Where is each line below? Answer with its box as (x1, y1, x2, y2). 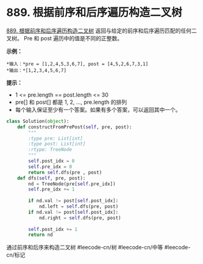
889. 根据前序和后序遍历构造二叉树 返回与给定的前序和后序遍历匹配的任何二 (6, 27, 197, 34)
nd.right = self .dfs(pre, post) (38, 215, 121, 221)
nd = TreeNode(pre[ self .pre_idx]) (28, 181, 116, 187)
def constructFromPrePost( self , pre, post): (17, 123, 132, 130)
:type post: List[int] (28, 141, 86, 147)
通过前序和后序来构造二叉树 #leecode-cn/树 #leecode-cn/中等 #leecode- (6, 244, 191, 251)
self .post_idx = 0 (28, 158, 75, 164)
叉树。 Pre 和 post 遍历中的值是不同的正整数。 (6, 34, 123, 42)
